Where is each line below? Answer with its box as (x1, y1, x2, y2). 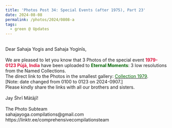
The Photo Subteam (5, 106, 48, 112)
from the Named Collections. (5, 68, 66, 74)
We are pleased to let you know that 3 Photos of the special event (5, 57, 145, 63)
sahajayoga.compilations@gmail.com (5, 111, 84, 118)
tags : (5, 22, 17, 27)
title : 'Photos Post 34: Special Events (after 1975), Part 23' (5, 7, 146, 13)
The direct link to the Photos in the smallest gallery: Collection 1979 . (5, 73, 149, 79)
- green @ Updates (10, 27, 50, 32)
